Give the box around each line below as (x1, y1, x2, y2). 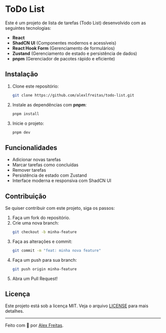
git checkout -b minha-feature (12, 230, 77, 235)
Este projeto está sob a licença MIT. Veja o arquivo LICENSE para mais (5, 303, 149, 309)
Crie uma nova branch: (12, 220, 59, 226)
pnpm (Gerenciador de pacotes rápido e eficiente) (12, 55, 115, 61)
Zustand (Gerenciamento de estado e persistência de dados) (12, 50, 137, 56)
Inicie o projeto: (12, 120, 44, 126)
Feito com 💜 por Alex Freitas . (5, 323, 64, 329)
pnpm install (12, 111, 40, 116)
